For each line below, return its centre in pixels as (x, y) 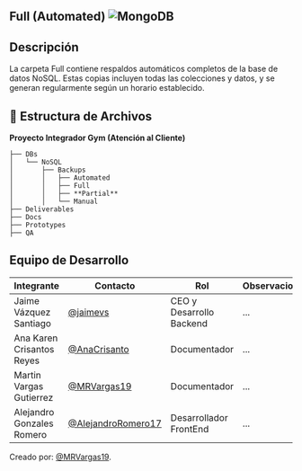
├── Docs (26, 218)
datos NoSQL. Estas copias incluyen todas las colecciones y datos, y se (142, 78)
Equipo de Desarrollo (69, 260)
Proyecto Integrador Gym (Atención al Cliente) (98, 138)
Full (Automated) (58, 17)
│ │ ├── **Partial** (64, 194)
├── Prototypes (38, 226)
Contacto (115, 286)
